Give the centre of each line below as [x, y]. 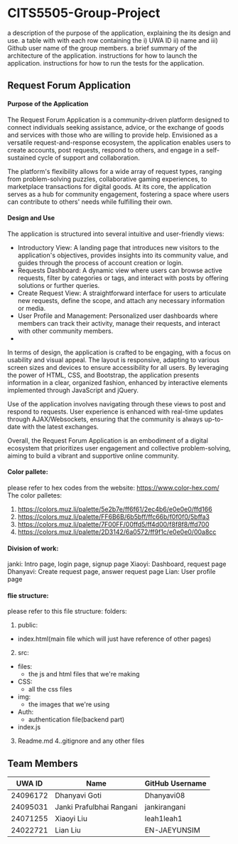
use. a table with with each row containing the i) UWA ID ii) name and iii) [113, 40]
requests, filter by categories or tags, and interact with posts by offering [123, 278]
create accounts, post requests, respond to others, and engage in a [106, 150]
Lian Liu [68, 830]
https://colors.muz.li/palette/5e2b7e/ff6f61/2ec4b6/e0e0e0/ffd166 [115, 509]
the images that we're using [69, 704]
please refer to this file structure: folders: [67, 612]
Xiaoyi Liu [71, 819]
